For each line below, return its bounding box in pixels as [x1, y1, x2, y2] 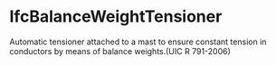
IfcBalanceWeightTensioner [9, 6, 223, 27]
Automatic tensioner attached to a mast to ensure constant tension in [9, 36, 267, 47]
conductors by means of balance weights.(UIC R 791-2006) [9, 45, 231, 56]
